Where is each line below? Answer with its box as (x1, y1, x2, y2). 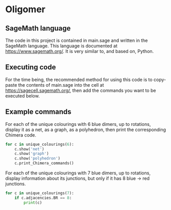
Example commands (5, 108, 71, 116)
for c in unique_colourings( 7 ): (5, 191, 74, 196)
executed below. (5, 93, 40, 99)
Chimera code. (5, 132, 37, 138)
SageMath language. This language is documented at (5, 43, 118, 49)
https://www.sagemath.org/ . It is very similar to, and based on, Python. (5, 48, 154, 54)
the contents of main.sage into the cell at (18, 82, 104, 88)
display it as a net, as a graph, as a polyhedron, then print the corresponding (5, 126, 166, 133)
